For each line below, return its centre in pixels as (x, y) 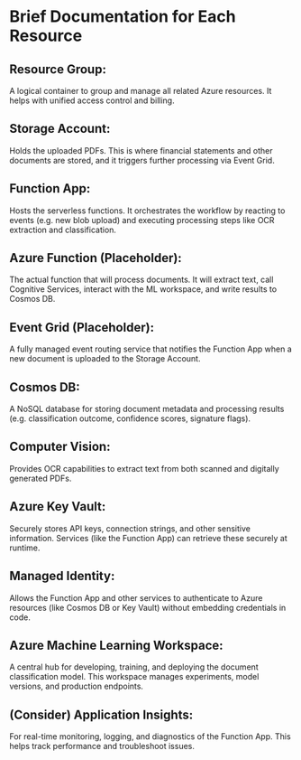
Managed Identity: (62, 576)
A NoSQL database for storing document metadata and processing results (147, 409)
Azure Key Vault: (58, 507)
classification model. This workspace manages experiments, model (134, 677)
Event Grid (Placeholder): (82, 327)
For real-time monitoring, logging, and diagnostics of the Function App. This (150, 737)
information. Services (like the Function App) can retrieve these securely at (148, 538)
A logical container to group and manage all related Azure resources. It (141, 91)
